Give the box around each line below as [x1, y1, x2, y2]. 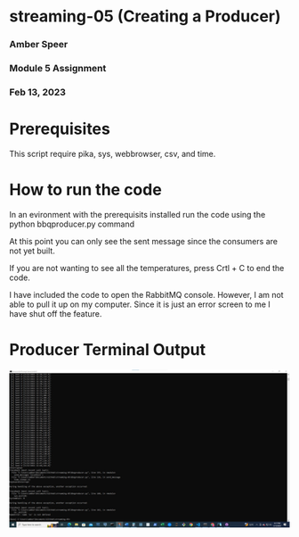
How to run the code [9, 180, 162, 200]
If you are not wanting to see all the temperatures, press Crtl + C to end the [9, 262, 285, 273]
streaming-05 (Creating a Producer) [9, 6, 282, 27]
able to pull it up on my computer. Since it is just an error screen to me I [9, 299, 271, 310]
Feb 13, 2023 [9, 86, 67, 98]
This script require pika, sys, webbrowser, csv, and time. [9, 148, 216, 159]
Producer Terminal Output [9, 340, 206, 360]
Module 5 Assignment [9, 62, 107, 75]
